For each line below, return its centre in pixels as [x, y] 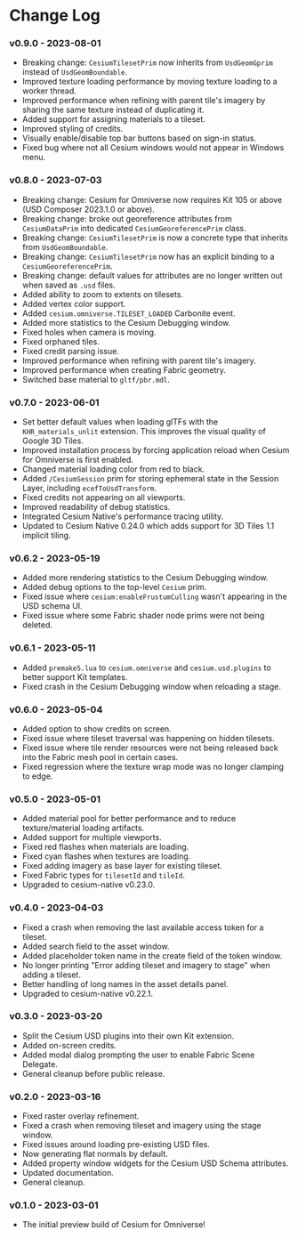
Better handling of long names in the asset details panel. [125, 983]
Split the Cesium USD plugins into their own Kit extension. [128, 1036]
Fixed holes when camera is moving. [89, 332]
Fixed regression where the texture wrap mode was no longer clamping [153, 766]
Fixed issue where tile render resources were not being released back [150, 748]
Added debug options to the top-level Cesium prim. [114, 587]
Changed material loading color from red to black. [113, 469]
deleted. [37, 625]
